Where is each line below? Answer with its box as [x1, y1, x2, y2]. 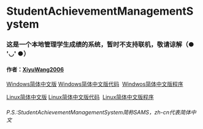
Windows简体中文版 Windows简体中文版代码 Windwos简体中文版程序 [6, 81, 183, 88]
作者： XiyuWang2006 [6, 65, 64, 73]
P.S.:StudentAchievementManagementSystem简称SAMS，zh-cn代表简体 [6, 108, 191, 116]
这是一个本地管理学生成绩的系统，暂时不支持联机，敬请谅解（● [6, 40, 194, 49]
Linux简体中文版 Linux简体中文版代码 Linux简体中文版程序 [6, 94, 155, 101]
